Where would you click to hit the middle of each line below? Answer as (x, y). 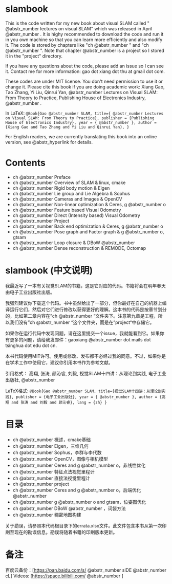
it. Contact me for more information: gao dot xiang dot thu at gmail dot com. (85, 71)
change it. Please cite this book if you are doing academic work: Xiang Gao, (85, 87)
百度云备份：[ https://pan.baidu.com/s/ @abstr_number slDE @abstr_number (86, 570)
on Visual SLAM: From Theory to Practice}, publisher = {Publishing (80, 118)
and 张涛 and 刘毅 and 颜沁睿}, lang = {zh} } (59, 402)
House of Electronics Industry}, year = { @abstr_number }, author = (81, 122)
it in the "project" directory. (34, 56)
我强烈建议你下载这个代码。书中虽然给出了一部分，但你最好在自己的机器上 (84, 303)
